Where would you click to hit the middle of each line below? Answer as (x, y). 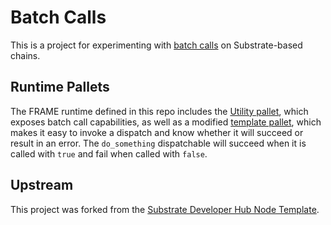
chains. (25, 55)
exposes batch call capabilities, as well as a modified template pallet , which (166, 122)
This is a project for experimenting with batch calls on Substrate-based (156, 45)
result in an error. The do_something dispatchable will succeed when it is (158, 143)
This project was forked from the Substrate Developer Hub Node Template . (165, 209)
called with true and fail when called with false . (109, 153)
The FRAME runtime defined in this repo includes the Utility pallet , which (159, 111)
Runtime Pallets (60, 87)
